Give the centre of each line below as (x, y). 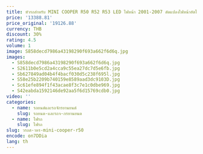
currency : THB (24, 29)
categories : (21, 102)
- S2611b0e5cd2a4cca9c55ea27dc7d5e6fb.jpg (66, 68)
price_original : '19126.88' (42, 23)
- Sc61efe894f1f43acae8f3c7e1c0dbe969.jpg (66, 85)
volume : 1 (19, 46)
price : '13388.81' (29, 18)
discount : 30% (24, 35)
